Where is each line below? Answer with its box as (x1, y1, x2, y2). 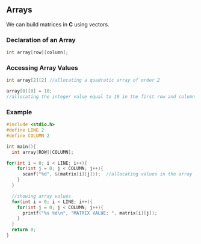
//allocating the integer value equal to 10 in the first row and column (6, 94, 196, 100)
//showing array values (11, 193, 71, 199)
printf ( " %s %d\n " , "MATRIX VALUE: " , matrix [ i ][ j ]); (22, 210, 158, 216)
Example (6, 108, 32, 116)
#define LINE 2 (6, 127, 45, 133)
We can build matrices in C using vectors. (6, 20, 110, 28)
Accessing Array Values (6, 63, 78, 72)
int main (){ (6, 144, 36, 150)
